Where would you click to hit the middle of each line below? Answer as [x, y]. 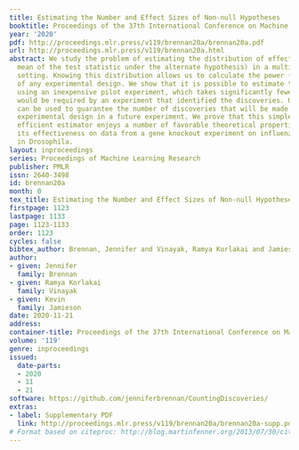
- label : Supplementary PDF [61, 415]
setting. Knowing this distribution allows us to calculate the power [151, 76]
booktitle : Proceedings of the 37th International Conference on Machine [149, 26]
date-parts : [40, 365]
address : [25, 324]
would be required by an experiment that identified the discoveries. [151, 100]
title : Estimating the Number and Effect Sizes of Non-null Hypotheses [145, 17]
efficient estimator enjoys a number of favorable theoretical [137, 126]
